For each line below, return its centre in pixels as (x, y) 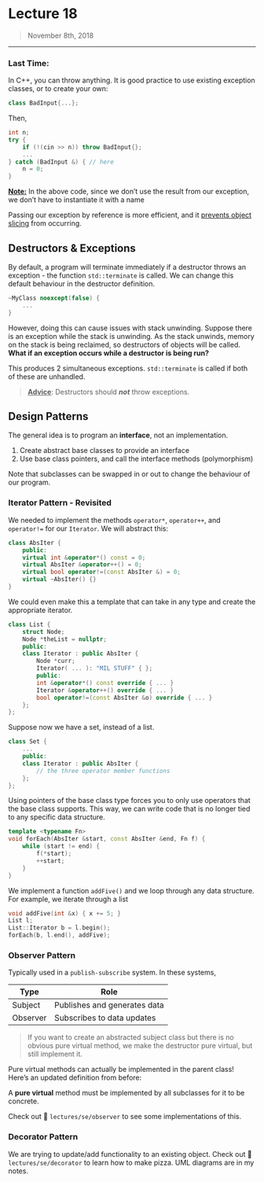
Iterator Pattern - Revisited (60, 503)
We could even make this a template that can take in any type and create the (132, 602)
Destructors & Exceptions (72, 248)
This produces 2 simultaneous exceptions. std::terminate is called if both (128, 368)
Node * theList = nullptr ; (65, 639)
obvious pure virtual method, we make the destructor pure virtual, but (140, 1046)
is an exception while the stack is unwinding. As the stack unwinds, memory (132, 336)
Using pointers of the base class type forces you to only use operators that (130, 801)
